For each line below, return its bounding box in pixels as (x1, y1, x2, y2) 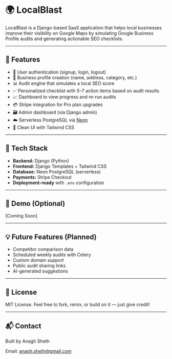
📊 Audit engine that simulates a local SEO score (12, 80, 115, 86)
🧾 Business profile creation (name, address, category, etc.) (12, 74, 137, 80)
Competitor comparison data (12, 246, 74, 253)
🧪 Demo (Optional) (5, 199, 66, 208)
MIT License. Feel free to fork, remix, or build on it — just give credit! (5, 301, 150, 308)
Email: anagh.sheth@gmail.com (5, 348, 72, 354)
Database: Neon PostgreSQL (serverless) (12, 168, 101, 175)
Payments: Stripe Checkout (12, 174, 72, 180)
